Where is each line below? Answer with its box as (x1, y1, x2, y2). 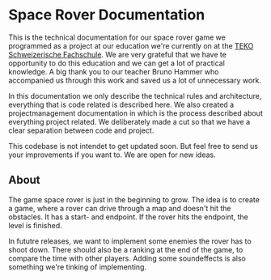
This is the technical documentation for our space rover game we (8, 32, 227, 42)
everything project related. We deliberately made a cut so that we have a (8, 117, 251, 126)
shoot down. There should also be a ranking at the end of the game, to (8, 244, 243, 254)
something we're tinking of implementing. (8, 261, 147, 272)
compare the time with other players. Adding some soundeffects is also (8, 253, 247, 263)
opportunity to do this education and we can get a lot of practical (8, 58, 225, 68)
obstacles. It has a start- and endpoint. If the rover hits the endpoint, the (8, 212, 248, 222)
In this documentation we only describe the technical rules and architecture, (8, 91, 262, 100)
